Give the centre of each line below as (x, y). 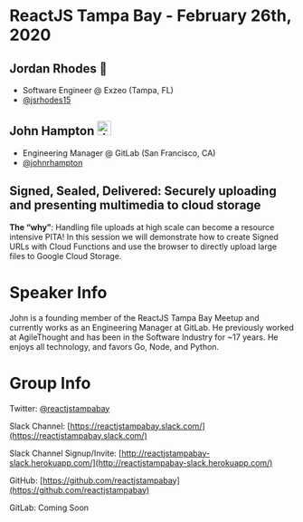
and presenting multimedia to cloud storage (135, 205)
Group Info (50, 383)
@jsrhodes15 (47, 100)
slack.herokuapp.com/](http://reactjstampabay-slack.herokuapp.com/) (141, 462)
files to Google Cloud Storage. (66, 256)
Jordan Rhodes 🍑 (58, 68)
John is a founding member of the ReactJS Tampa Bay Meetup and (134, 317)
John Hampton (52, 131)
